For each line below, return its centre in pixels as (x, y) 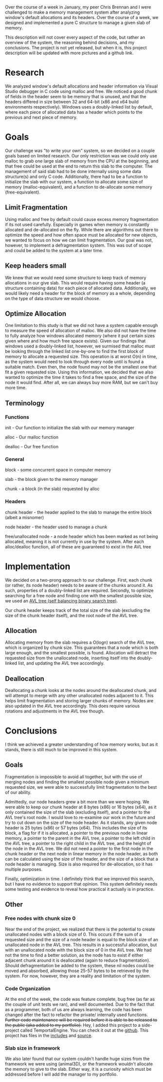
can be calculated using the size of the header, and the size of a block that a (81, 859)
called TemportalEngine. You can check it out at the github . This (84, 1030)
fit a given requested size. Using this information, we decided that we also (79, 372)
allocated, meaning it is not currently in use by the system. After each (75, 541)
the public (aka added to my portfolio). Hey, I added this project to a (73, 1025)
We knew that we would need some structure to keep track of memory (76, 278)
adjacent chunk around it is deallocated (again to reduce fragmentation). (78, 960)
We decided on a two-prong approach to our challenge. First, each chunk (79, 580)
